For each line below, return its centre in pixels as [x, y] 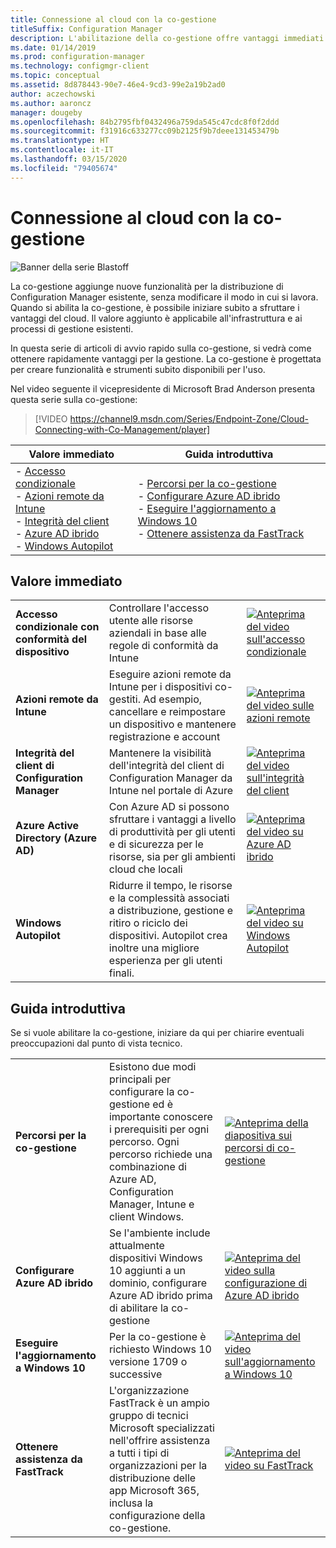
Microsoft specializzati [161, 1428]
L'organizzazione [149, 1391]
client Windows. [146, 1217]
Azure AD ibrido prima [160, 1296]
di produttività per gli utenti [172, 832]
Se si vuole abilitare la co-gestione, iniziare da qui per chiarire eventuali [157, 1033]
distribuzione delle [152, 1478]
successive [135, 1374]
